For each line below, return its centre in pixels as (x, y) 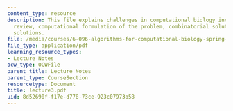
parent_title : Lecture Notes (49, 71)
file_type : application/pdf (48, 46)
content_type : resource (42, 13)
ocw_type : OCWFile (34, 65)
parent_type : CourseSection (48, 78)
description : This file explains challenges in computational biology (111, 20)
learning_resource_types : (44, 52)
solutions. (29, 33)
